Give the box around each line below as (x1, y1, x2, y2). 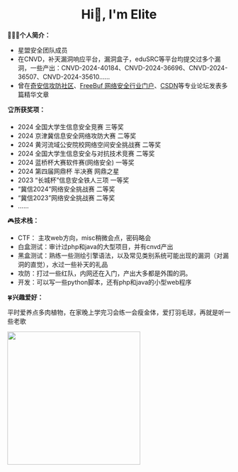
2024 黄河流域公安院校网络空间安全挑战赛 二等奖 (17, 140, 161, 148)
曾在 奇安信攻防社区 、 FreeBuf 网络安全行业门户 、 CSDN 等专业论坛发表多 (17, 81, 228, 89)
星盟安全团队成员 (17, 45, 68, 54)
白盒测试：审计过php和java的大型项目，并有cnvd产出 (17, 242, 174, 251)
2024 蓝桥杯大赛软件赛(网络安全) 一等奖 (17, 158, 135, 166)
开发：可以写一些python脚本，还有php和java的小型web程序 (17, 278, 192, 286)
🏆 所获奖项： (7, 105, 46, 114)
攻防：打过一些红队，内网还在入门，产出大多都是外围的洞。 (17, 269, 192, 278)
